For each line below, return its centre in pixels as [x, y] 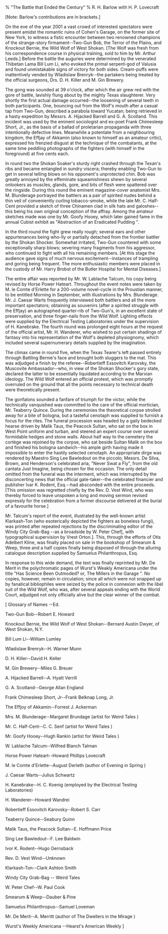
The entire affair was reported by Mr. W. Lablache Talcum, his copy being [81, 279]
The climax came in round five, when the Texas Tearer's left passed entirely [83, 352]
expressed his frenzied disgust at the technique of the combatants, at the [81, 143]
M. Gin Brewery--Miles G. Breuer [39, 668]
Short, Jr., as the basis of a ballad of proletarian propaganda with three [78, 127]
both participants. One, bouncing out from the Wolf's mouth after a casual [81, 106]
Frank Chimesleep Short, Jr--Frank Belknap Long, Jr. [60, 697]
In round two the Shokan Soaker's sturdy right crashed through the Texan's [83, 163]
